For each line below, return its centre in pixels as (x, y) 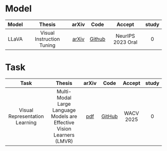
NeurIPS (125, 36)
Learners (64, 135)
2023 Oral (125, 42)
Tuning (47, 45)
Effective (64, 122)
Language (64, 110)
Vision (64, 129)
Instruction (47, 39)
